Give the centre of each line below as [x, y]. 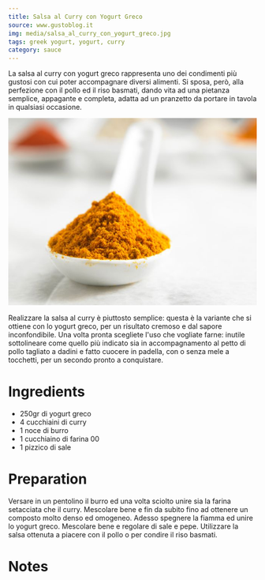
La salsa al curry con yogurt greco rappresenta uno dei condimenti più [123, 73]
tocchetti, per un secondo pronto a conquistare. [86, 360]
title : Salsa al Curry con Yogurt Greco [76, 17]
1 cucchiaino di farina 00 [60, 439]
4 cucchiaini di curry [53, 422]
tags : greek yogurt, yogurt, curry [67, 42]
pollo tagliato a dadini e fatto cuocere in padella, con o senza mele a [119, 351]
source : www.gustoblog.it [50, 25]
